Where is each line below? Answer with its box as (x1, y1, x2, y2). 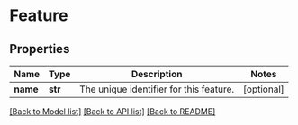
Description (131, 68, 183, 80)
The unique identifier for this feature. (79, 83, 235, 95)
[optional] (242, 83, 285, 95)
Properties (9, 41, 70, 57)
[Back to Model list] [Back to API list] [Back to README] (9, 106, 216, 117)
